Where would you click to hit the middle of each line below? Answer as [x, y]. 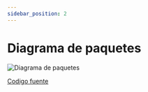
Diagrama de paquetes [74, 48]
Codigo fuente [28, 81]
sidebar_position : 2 [37, 14]
